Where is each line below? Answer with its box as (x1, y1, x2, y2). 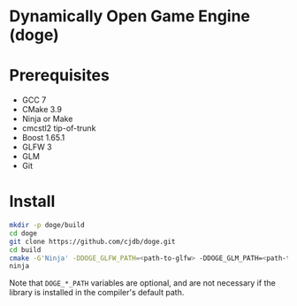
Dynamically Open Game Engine (9, 6, 250, 27)
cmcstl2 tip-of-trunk (21, 123, 96, 134)
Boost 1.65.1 (21, 133, 65, 143)
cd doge (9, 228, 38, 238)
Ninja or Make (21, 113, 73, 125)
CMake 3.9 (21, 104, 62, 115)
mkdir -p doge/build (9, 221, 86, 230)
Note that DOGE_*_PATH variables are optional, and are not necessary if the (9, 278, 276, 288)
